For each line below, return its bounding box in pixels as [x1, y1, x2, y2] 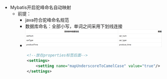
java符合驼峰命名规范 [25, 17, 70, 23]
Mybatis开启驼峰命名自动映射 [10, 5, 72, 10]
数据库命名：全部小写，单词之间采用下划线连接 [25, 23, 123, 29]
